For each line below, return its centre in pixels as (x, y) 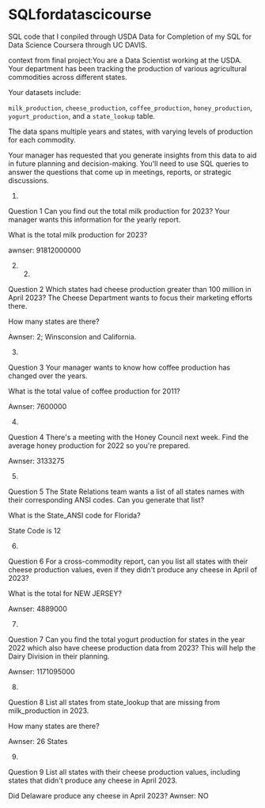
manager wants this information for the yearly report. (95, 219)
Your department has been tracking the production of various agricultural (127, 68)
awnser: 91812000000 (45, 250)
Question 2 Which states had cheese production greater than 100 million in (130, 289)
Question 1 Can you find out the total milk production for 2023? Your (119, 211)
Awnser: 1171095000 (42, 671)
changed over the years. (48, 376)
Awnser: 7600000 (38, 406)
